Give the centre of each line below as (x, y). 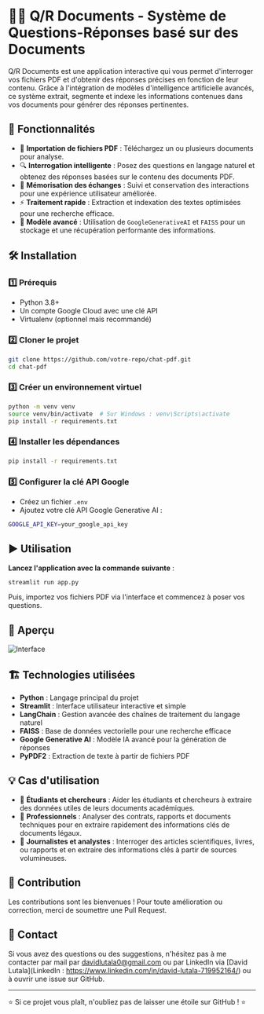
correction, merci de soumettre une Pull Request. (88, 910)
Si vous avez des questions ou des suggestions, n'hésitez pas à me (117, 954)
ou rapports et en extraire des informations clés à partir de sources (128, 849)
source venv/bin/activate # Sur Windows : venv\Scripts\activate (119, 414)
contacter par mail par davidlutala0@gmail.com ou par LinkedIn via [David (128, 962)
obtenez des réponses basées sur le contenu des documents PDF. (127, 177)
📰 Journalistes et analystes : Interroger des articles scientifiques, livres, (137, 841)
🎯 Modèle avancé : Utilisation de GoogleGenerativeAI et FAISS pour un (132, 221)
